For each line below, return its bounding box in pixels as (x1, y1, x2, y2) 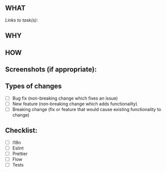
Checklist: (5, 126, 38, 135)
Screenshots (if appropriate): (5, 65, 97, 73)
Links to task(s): (5, 17, 38, 23)
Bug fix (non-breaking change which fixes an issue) (12, 95, 118, 101)
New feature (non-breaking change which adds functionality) (12, 101, 138, 107)
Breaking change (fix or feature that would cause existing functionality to (12, 106, 162, 112)
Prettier (12, 151, 28, 157)
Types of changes (5, 82, 62, 91)
